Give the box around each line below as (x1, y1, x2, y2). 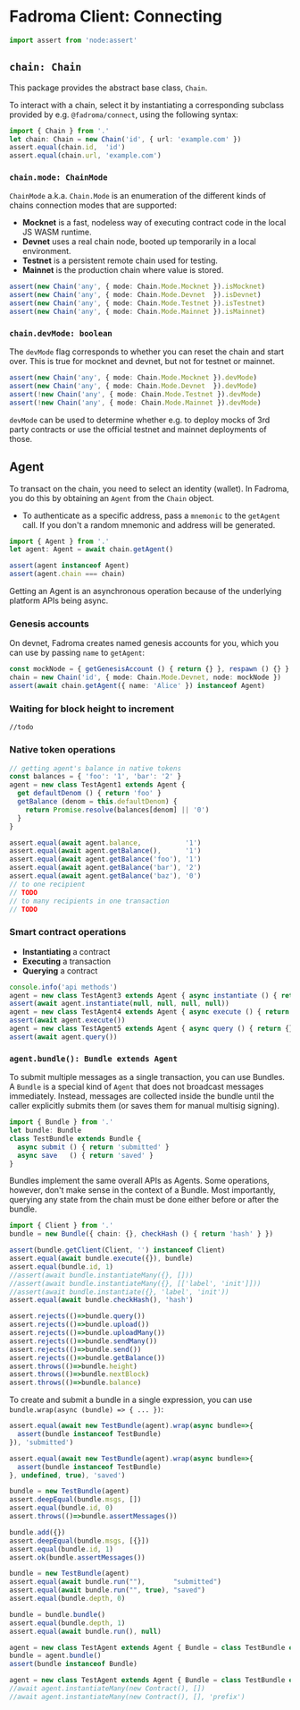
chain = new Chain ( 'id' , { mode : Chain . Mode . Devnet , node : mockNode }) (9, 673, 281, 682)
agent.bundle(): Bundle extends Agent (9, 1053, 179, 1064)
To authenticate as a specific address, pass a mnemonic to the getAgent (21, 510, 281, 521)
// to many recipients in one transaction (9, 897, 170, 906)
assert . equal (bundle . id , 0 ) (9, 1503, 114, 1513)
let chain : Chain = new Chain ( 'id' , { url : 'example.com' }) (9, 134, 242, 144)
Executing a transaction (21, 956, 112, 966)
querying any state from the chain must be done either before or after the (9, 1195, 279, 1205)
